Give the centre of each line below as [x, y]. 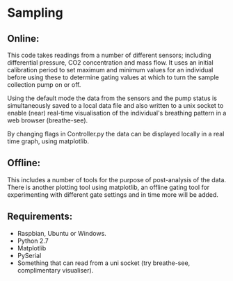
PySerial [29, 255]
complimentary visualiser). [55, 270]
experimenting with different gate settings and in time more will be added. [113, 194]
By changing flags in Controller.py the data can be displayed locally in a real [116, 134]
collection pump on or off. [44, 85]
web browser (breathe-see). [48, 120]
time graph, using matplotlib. [48, 141]
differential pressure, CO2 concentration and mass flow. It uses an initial [110, 63]
